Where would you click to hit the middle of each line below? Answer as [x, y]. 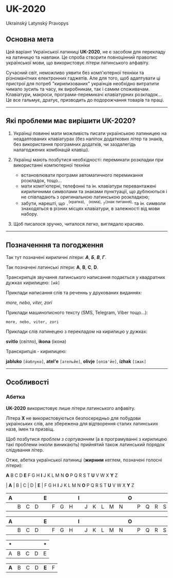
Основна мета [30, 39]
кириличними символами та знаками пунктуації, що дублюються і [94, 191]
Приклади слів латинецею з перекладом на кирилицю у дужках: [77, 331]
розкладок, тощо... [41, 180]
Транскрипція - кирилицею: [36, 351]
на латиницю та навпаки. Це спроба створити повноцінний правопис [82, 57]
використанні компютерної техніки [52, 165]
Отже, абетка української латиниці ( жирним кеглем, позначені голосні [84, 460]
